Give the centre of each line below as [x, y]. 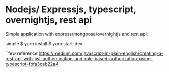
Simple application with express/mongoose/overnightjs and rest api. [77, 34]
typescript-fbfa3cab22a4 [32, 64]
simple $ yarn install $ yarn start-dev [44, 43]
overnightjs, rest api [49, 20]
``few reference [21, 53]
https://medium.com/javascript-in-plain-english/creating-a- [101, 53]
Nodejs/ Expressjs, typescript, [71, 9]
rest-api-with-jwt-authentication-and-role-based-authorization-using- [79, 58]
